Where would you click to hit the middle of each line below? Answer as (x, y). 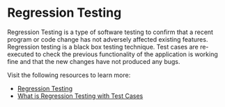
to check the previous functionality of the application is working (126, 54)
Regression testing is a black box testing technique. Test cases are (103, 47)
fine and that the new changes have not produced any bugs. (94, 61)
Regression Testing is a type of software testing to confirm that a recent (110, 32)
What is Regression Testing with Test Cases (80, 96)
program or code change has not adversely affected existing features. (108, 39)
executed (21, 54)
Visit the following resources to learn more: (69, 75)
